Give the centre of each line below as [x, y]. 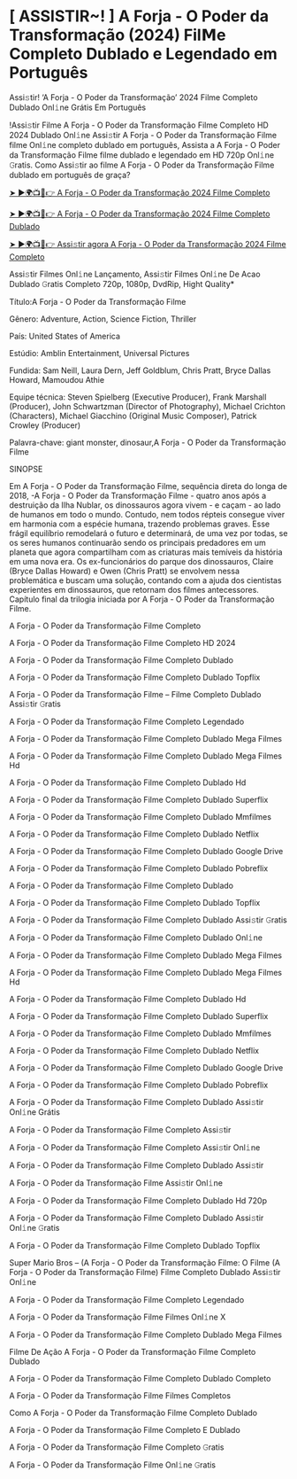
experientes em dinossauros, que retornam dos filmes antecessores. [134, 589]
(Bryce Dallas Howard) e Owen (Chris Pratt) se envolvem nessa [125, 571]
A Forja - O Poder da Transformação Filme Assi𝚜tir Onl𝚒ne [116, 1183]
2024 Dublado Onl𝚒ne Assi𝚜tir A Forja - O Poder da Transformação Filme [143, 135]
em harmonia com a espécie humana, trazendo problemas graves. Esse [140, 524]
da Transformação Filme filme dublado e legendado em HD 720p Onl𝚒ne [142, 155]
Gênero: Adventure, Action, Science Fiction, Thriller [103, 319]
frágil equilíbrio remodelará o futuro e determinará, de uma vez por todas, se [148, 533]
